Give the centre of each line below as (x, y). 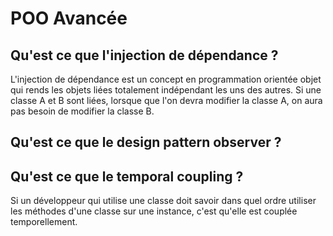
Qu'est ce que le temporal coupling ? (127, 176)
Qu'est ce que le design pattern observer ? (146, 142)
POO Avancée (69, 18)
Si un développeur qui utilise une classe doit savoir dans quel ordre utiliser (163, 201)
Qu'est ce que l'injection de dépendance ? (144, 55)
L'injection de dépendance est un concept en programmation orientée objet (166, 79)
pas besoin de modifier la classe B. (82, 111)
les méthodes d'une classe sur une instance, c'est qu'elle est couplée (154, 211)
